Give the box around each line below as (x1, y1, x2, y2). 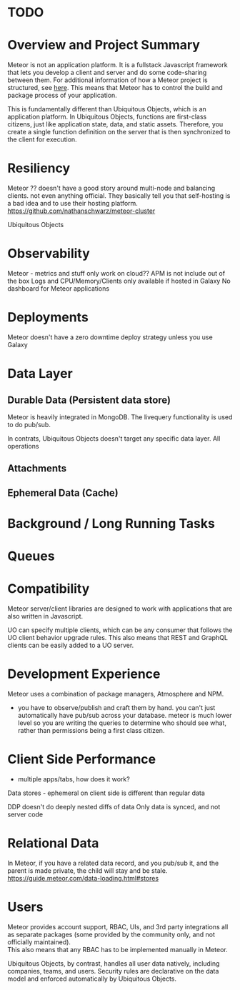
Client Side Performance (7, 751, 156, 768)
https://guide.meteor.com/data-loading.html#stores (7, 874, 159, 882)
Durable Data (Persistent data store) (7, 394, 171, 406)
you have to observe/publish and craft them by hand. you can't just (17, 703, 216, 711)
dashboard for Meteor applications (7, 284, 109, 293)
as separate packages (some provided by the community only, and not (7, 930, 216, 939)
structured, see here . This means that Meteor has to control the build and (7, 84, 223, 92)
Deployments (7, 309, 89, 326)
